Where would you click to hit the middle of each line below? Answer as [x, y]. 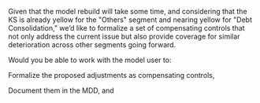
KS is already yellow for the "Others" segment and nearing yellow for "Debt [130, 20]
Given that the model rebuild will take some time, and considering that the [128, 11]
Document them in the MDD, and [61, 90]
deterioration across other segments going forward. [92, 45]
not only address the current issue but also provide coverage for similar [124, 36]
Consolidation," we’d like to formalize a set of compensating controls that [127, 28]
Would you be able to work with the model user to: [90, 60]
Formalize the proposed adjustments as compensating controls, [111, 75]
